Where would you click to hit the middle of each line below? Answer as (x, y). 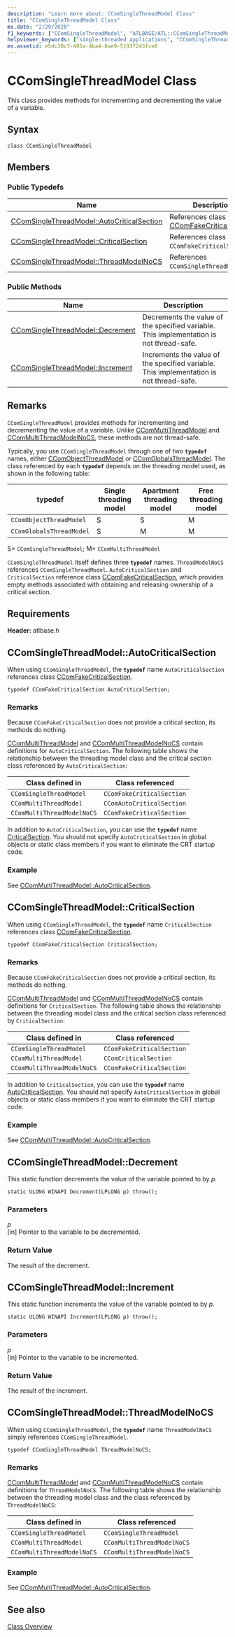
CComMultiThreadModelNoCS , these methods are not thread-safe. (104, 437)
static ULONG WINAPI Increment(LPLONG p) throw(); (83, 1317)
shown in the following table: (49, 473)
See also (26, 1609)
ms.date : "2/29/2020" (39, 27)
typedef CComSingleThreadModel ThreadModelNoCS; (79, 1449)
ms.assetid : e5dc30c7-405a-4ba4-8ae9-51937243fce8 (83, 46)
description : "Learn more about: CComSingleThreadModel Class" (101, 14)
